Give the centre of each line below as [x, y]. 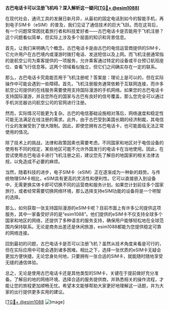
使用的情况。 [18, 132]
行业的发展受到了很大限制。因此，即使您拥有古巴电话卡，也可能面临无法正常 [84, 126]
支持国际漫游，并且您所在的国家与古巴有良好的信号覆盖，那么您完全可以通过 [84, 96]
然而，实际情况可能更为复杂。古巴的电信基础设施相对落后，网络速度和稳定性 [84, 113]
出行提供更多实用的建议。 [40, 292]
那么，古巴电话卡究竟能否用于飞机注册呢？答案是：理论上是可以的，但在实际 [84, 77]
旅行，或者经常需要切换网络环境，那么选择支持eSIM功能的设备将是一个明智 [83, 191]
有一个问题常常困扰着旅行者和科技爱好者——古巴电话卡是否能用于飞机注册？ [84, 31]
